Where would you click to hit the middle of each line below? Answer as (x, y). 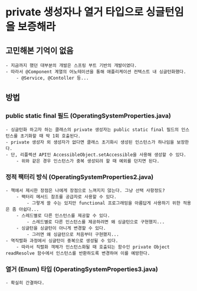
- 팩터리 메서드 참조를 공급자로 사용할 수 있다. (66, 197)
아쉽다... (29, 209)
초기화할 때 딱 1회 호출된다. (50, 136)
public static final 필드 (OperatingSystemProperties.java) (88, 116)
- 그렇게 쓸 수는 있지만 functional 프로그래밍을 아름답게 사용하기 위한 (104, 203)
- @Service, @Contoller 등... (52, 78)
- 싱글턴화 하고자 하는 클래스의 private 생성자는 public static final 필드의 (92, 130)
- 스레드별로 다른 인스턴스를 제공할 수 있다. (63, 215)
